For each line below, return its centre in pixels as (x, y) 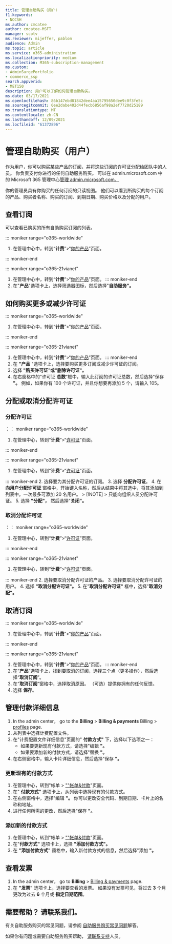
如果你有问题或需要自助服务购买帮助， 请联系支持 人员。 (64, 936)
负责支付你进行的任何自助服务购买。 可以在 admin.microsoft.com (88, 173)
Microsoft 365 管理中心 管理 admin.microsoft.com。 (65, 179)
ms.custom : (17, 67)
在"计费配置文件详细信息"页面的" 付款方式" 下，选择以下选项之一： (83, 739)
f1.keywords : (19, 15)
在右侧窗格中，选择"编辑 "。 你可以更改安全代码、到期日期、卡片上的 (86, 798)
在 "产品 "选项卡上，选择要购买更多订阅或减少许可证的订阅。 (77, 364)
